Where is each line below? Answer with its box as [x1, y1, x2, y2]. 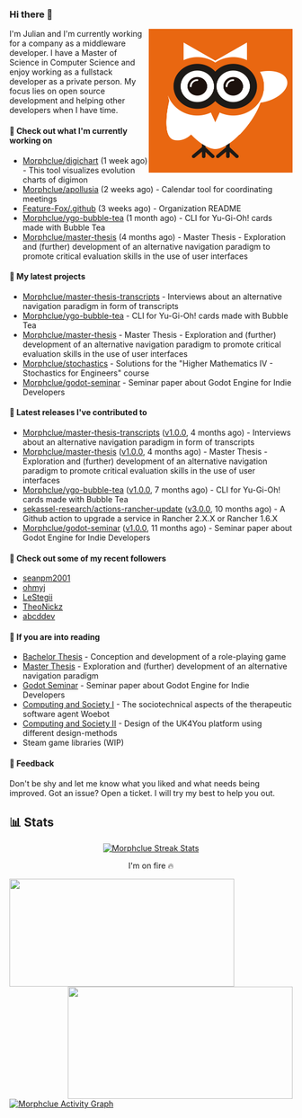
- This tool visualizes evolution [22, 164, 136, 175]
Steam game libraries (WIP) [22, 737, 124, 749]
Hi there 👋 [9, 8, 54, 21]
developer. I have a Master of [9, 48, 118, 58]
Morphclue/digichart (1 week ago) [22, 155, 148, 165]
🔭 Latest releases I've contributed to [9, 407, 147, 418]
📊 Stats [9, 814, 55, 830]
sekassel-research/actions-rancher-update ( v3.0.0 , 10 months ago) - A [22, 503, 286, 514]
